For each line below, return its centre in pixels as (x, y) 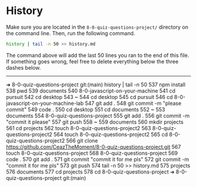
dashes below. (23, 67)
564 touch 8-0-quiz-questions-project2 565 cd (111, 134)
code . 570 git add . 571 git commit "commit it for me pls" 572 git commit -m (98, 159)
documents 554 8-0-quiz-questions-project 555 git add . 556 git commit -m (98, 115)
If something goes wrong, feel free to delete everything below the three (92, 61)
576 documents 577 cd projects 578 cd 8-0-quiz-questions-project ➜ (90, 172)
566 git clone (82, 140)
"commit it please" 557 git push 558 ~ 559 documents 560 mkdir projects (95, 122)
